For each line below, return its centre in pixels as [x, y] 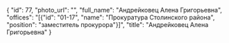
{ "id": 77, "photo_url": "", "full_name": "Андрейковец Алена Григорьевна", [114, 10]
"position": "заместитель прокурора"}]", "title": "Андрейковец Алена [108, 25]
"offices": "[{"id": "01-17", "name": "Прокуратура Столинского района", [111, 17]
